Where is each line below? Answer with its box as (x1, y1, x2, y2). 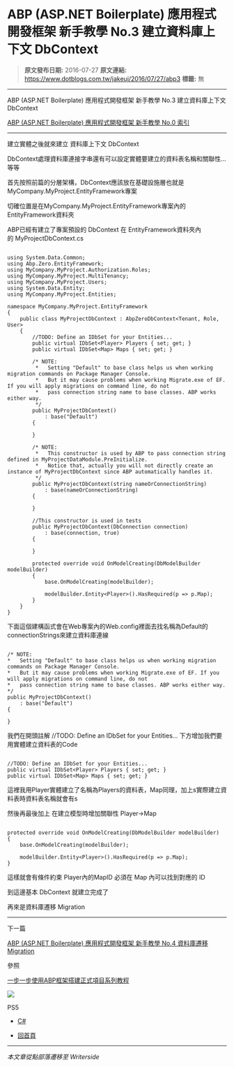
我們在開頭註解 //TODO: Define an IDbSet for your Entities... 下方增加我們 (7, 731, 217, 740)
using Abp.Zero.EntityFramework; (7, 260, 104, 267)
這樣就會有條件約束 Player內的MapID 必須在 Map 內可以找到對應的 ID (7, 873, 205, 881)
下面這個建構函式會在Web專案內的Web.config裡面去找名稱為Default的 (7, 622, 209, 630)
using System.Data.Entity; (7, 285, 86, 292)
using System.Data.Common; (7, 254, 86, 261)
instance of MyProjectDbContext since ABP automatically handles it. (7, 468, 214, 475)
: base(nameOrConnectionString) (44, 487, 139, 494)
